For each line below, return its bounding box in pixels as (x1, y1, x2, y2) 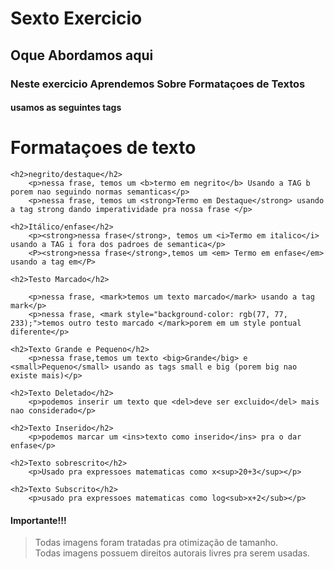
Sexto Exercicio (10, 7, 143, 30)
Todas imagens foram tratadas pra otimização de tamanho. (34, 537, 279, 549)
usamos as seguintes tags (10, 102, 122, 114)
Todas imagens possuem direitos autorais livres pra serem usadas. (34, 547, 310, 559)
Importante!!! (10, 514, 67, 526)
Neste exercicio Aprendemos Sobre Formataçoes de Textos (10, 77, 306, 91)
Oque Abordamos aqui (10, 47, 154, 64)
